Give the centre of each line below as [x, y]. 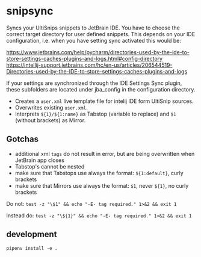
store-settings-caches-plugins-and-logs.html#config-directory [85, 58]
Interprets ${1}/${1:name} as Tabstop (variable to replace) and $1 [95, 114]
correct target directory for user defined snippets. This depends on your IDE [101, 34]
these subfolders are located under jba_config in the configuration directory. [101, 89]
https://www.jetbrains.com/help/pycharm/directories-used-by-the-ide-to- [98, 52]
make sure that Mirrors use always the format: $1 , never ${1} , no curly [102, 185]
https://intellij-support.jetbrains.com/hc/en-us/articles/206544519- [89, 65]
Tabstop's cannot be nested [50, 166]
